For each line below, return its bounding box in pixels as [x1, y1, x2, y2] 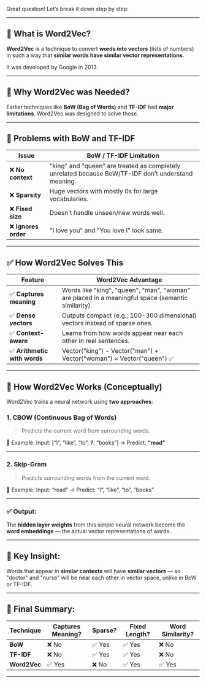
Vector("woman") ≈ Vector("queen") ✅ [62, 354, 175, 363]
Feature [21, 276, 45, 284]
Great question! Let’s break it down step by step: [6, 6, 129, 12]
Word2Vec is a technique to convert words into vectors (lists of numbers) [6, 45, 194, 52]
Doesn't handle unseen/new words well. [49, 209, 165, 217]
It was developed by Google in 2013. [6, 63, 98, 71]
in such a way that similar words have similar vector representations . [6, 52, 185, 59]
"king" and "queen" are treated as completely [49, 162, 181, 171]
